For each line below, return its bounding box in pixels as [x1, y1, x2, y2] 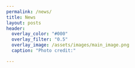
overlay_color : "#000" [11, 31, 68, 37]
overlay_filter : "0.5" [11, 36, 68, 42]
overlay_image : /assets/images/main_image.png [11, 42, 130, 48]
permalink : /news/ [6, 8, 52, 15]
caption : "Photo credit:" [11, 48, 76, 54]
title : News [6, 14, 36, 20]
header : [6, 25, 26, 32]
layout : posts [6, 20, 42, 26]
